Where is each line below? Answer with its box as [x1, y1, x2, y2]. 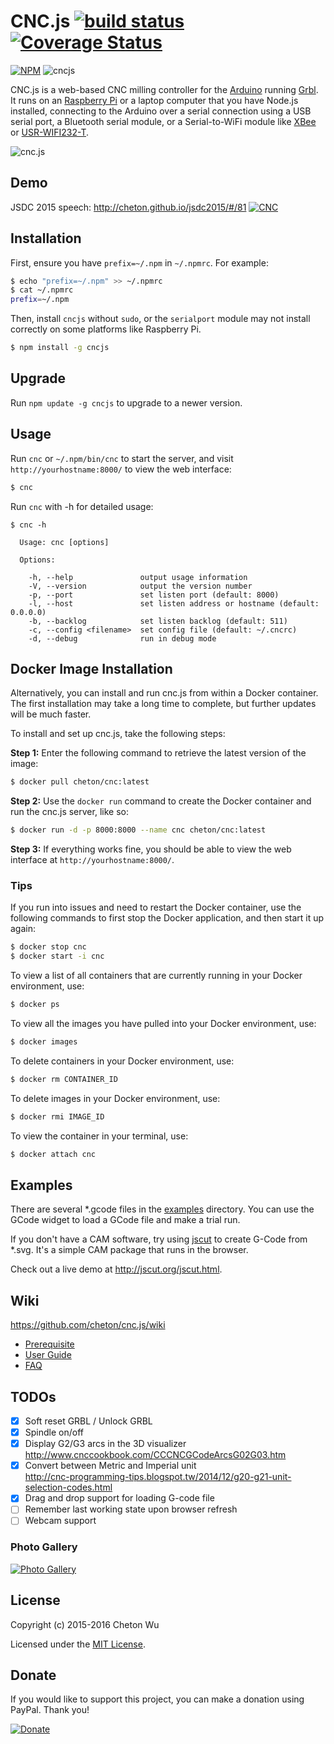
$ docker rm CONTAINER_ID [10, 1074, 118, 1084]
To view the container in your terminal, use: [10, 1130, 189, 1142]
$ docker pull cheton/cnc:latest [10, 777, 150, 787]
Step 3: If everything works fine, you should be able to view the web [10, 843, 292, 855]
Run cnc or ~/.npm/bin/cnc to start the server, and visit [10, 452, 234, 464]
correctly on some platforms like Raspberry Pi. [10, 323, 202, 335]
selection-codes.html [24, 1481, 113, 1494]
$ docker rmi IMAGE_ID [10, 1111, 105, 1122]
